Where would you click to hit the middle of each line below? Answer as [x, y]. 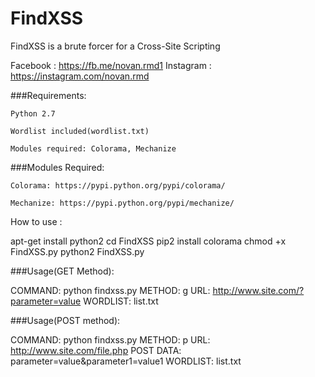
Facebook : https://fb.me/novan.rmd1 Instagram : [111, 65]
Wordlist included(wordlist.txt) [80, 131]
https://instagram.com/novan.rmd [80, 76]
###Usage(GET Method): [62, 271]
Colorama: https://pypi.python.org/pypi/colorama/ [118, 185]
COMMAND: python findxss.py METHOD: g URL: [110, 290]
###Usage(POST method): [65, 320]
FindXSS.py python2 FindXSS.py [77, 251]
